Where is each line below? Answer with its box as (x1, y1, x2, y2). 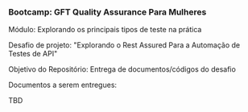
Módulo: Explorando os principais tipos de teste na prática (8, 25, 202, 35)
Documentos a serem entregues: (8, 80, 118, 90)
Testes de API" (8, 49, 58, 59)
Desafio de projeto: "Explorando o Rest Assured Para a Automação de (8, 40, 240, 50)
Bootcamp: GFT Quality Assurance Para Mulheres (8, 6, 207, 18)
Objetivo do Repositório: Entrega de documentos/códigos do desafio (8, 64, 236, 74)
